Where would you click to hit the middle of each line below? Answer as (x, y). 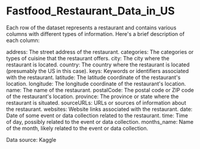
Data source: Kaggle (31, 139)
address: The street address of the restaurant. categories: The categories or (100, 51)
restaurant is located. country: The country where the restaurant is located (98, 65)
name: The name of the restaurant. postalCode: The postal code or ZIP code (100, 90)
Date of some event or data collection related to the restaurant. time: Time (97, 115)
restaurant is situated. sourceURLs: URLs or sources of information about (96, 102)
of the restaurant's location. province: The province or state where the (93, 96)
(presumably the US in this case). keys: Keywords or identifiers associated (98, 71)
